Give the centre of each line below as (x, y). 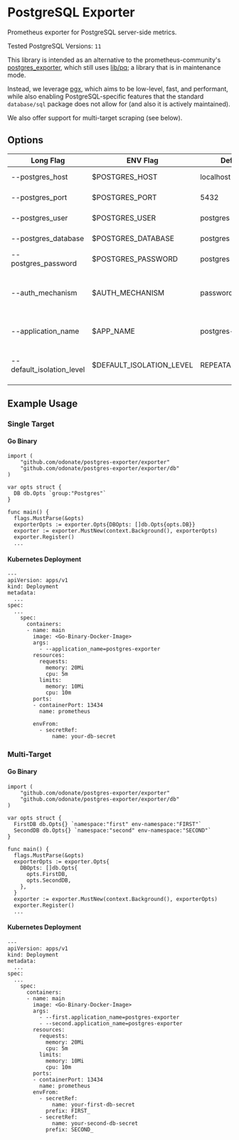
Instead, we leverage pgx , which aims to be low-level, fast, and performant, (118, 88)
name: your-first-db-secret (94, 1104)
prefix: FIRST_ (68, 1111)
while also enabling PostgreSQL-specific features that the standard (106, 96)
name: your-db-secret (84, 737)
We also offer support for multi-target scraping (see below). (95, 118)
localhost (216, 177)
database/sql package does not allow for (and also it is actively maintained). (119, 103)
